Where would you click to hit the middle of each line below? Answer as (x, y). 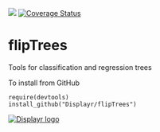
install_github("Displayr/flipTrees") (72, 104)
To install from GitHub (44, 83)
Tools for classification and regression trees (80, 67)
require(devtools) (39, 97)
